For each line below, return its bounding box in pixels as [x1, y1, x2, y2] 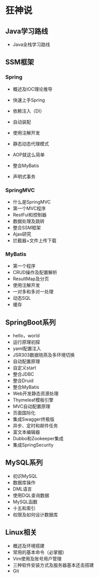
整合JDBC [12, 371, 34, 377]
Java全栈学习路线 [12, 42, 50, 47]
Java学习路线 [5, 27, 48, 35]
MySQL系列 [5, 458, 43, 467]
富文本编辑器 [12, 429, 40, 435]
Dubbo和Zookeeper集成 [12, 436, 64, 442]
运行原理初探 [12, 339, 40, 345]
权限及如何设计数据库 [12, 511, 58, 517]
